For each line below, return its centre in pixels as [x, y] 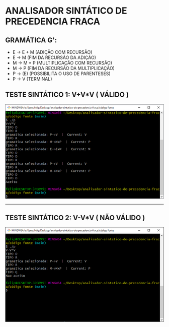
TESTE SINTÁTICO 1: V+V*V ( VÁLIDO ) [67, 95]
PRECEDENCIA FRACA [53, 21]
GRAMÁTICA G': [31, 40]
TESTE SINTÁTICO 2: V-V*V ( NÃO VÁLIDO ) [75, 217]
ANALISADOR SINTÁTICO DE [66, 11]
